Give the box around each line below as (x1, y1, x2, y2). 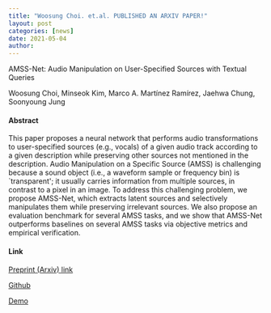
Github (8, 280, 31, 290)
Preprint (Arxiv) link (8, 264, 74, 274)
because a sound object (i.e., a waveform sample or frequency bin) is (8, 167, 240, 178)
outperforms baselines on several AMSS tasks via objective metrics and (8, 219, 248, 229)
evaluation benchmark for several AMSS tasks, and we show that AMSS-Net (8, 211, 263, 221)
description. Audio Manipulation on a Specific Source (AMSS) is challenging (8, 159, 261, 169)
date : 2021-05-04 (8, 34, 67, 43)
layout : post (8, 19, 53, 27)
